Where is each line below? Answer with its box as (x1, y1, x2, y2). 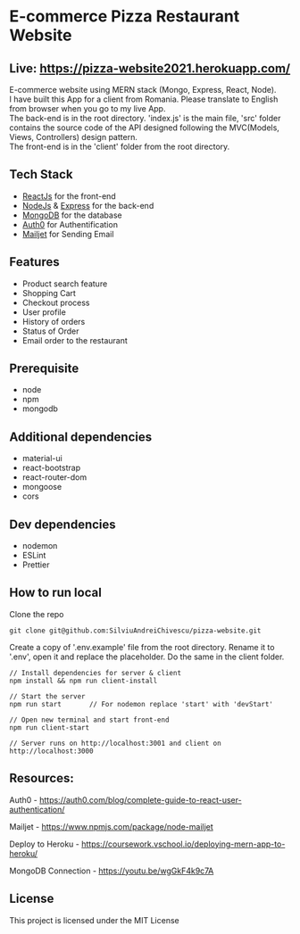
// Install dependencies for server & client (9, 668, 181, 677)
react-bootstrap (21, 462, 81, 474)
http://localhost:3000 (9, 747, 94, 756)
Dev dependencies (9, 517, 116, 532)
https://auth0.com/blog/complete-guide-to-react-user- (38, 794, 243, 805)
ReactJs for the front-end (21, 190, 116, 202)
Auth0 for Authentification (21, 219, 119, 229)
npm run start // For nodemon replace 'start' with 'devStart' (9, 699, 274, 708)
